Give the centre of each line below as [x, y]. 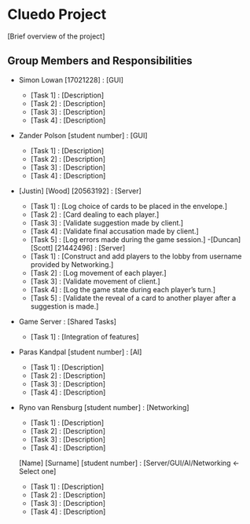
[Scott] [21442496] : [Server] [78, 247]
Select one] [37, 471]
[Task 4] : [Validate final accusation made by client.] [115, 231]
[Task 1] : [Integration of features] [85, 336]
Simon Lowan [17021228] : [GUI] [71, 79]
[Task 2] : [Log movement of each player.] [98, 273]
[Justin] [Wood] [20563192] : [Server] [80, 191]
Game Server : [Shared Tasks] [68, 321]
